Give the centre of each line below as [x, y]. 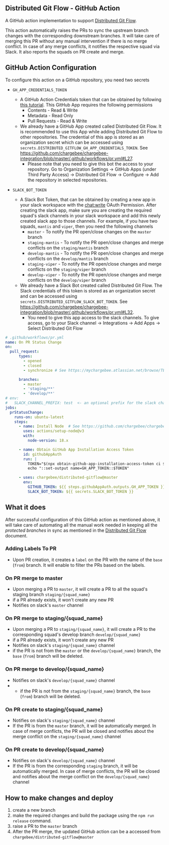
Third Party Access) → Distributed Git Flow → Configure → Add [93, 174]
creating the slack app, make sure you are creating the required [86, 210]
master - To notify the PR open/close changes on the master [90, 231]
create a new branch [34, 810]
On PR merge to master [34, 578]
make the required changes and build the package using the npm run [83, 816]
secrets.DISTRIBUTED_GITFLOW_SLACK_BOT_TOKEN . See [74, 301]
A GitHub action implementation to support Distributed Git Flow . [71, 20]
